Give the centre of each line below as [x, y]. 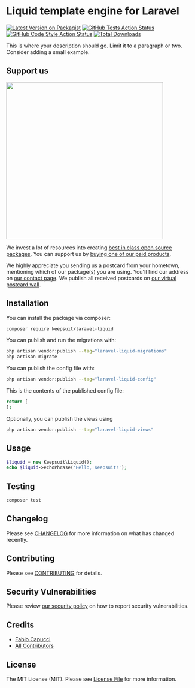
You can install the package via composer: [58, 318]
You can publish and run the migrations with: [61, 340]
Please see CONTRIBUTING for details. [54, 573]
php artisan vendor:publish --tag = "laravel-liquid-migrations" [87, 351]
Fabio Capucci [33, 639]
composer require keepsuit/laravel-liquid [60, 329]
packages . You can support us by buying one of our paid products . [89, 254]
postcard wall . [24, 284]
